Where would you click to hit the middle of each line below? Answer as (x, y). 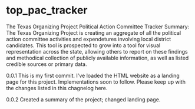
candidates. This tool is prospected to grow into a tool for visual (83, 45)
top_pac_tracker (47, 10)
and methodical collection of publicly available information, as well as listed (97, 58)
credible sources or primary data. (47, 64)
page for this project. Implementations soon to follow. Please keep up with (96, 82)
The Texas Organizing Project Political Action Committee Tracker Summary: (98, 27)
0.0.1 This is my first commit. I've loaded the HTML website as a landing (93, 75)
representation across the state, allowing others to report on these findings (97, 51)
